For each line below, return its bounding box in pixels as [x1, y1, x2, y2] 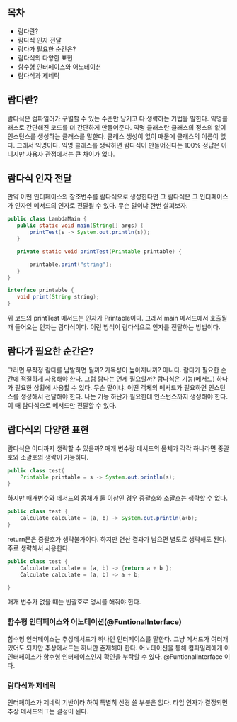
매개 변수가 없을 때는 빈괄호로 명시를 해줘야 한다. [7, 598, 141, 606]
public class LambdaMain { [7, 216, 87, 223]
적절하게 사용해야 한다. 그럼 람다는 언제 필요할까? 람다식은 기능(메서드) [20, 374, 215, 383]
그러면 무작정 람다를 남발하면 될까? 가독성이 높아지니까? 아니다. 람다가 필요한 [7, 365, 219, 374]
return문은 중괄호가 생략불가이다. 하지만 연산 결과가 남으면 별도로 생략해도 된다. [7, 535, 227, 543]
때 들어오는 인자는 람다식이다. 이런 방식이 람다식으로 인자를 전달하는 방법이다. [7, 323, 221, 331]
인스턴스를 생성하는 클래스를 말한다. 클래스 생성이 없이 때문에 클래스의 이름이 [7, 132, 219, 140]
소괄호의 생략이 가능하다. [20, 452, 89, 461]
